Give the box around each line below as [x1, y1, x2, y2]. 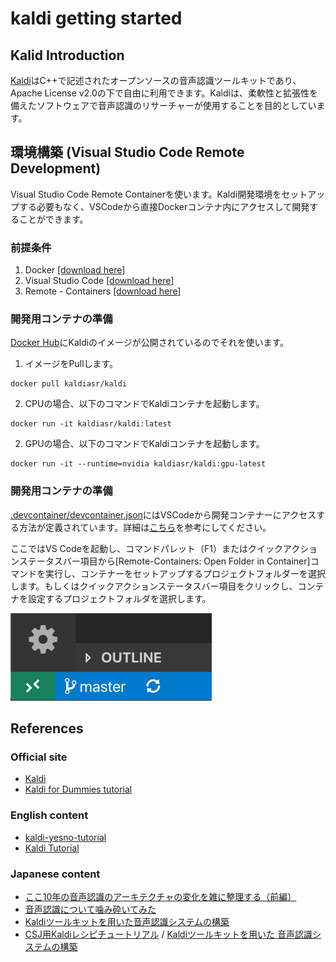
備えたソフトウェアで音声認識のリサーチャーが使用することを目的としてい [10, 100, 317, 111]
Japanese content [10, 867, 101, 881]
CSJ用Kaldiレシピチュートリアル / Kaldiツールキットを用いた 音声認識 [24, 928, 313, 940]
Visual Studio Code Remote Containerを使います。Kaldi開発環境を [10, 188, 282, 200]
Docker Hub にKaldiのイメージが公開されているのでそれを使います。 [10, 337, 290, 349]
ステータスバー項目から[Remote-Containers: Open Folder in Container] [18, 555, 311, 567]
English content [10, 808, 89, 822]
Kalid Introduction [10, 47, 125, 64]
